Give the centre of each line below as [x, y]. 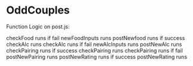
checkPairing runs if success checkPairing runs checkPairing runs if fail [95, 50]
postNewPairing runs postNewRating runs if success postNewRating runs [97, 57]
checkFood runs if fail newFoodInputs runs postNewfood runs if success [96, 38]
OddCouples [38, 10]
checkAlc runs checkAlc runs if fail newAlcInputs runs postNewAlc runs [94, 44]
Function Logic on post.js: [38, 27]
